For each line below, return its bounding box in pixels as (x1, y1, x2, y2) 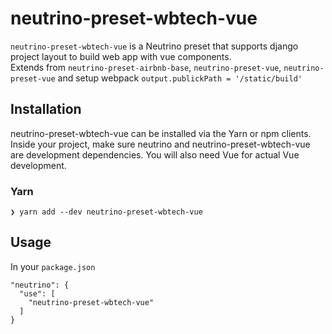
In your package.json (10, 260, 96, 272)
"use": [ (19, 288, 56, 299)
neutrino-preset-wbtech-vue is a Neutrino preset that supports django (10, 40, 299, 52)
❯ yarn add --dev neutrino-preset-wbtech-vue (10, 207, 203, 217)
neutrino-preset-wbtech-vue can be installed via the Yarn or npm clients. (10, 127, 312, 139)
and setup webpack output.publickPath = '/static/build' (57, 72, 303, 84)
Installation (10, 101, 82, 118)
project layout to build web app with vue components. (10, 50, 232, 62)
